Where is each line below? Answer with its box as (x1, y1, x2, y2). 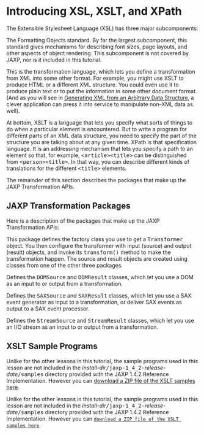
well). (6, 107, 20, 114)
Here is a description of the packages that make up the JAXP (6, 217, 160, 225)
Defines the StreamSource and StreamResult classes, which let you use (6, 317, 194, 324)
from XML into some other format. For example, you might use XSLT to (6, 74, 184, 82)
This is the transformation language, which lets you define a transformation (6, 67, 195, 75)
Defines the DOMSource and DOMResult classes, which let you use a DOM (6, 273, 194, 280)
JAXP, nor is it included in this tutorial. (6, 56, 102, 63)
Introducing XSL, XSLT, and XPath (6, 4, 182, 18)
